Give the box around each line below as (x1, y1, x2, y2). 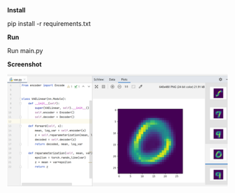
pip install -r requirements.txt (7, 20, 91, 27)
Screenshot (7, 60, 42, 69)
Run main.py (7, 47, 43, 55)
